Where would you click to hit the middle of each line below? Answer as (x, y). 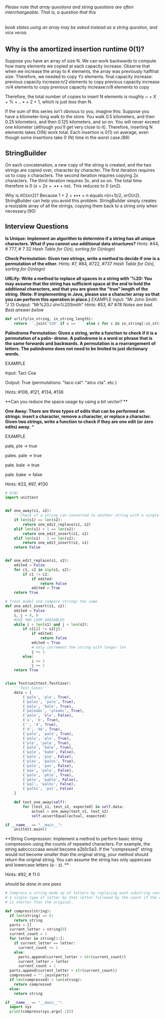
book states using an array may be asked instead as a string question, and (81, 28)
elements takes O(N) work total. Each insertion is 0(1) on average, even (77, 132)
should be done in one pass (33, 884)
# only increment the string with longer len (79, 647)
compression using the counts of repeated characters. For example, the (78, 844)
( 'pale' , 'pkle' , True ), (48, 775)
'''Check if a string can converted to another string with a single (87, 515)
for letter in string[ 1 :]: (37, 939)
